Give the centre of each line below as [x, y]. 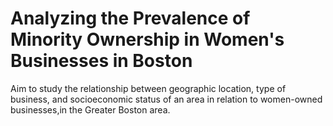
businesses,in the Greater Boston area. [90, 109]
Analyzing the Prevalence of [130, 18]
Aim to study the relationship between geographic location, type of [148, 88]
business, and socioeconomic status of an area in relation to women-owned [166, 99]
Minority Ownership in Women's [147, 39]
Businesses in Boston [101, 61]
